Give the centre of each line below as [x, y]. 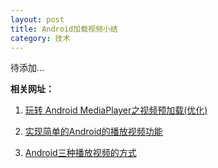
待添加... [27, 68]
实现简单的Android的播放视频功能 [93, 132]
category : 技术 [40, 38]
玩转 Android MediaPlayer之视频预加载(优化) [116, 110]
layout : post [37, 19]
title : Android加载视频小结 [64, 29]
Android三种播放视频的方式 [80, 153]
